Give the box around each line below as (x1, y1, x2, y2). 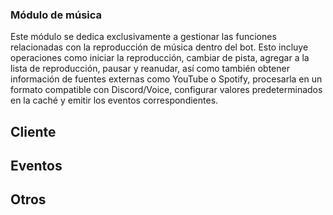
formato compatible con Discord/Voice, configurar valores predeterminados (10, 84, 323, 96)
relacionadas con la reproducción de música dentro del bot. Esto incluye (10, 41, 309, 53)
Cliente (10, 123, 57, 140)
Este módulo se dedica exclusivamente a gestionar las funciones (10, 31, 277, 43)
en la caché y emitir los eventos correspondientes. (10, 94, 219, 107)
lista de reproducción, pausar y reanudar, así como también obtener (10, 63, 290, 75)
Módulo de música (10, 8, 103, 22)
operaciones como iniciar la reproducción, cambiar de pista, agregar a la (10, 52, 310, 64)
